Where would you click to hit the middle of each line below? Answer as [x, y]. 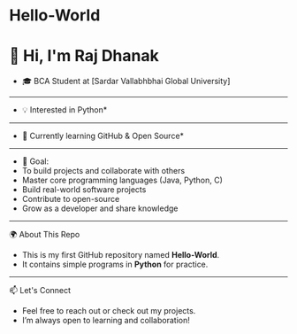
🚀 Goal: [35, 161]
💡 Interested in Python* [65, 110]
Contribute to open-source [71, 199]
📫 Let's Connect [40, 291]
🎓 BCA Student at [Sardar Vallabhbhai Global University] [126, 82]
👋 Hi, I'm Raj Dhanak [84, 56]
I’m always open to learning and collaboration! [106, 321]
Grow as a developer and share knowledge [100, 208]
